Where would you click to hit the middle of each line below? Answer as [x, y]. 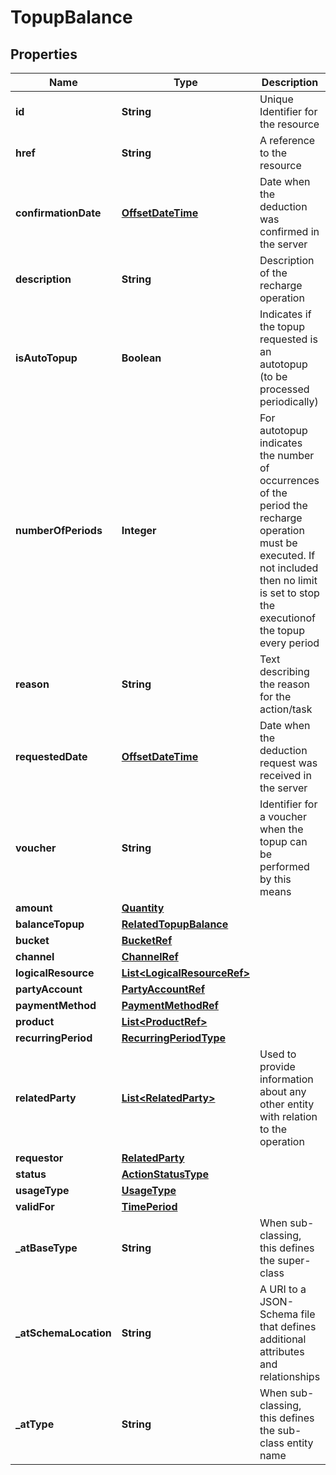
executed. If [287, 555]
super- [294, 1260]
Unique [276, 99]
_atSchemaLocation [63, 1333]
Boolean [141, 358]
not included [289, 568]
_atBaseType [46, 1248]
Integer [139, 530]
